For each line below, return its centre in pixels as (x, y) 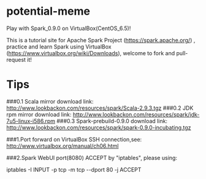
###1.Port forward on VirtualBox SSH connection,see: (74, 139)
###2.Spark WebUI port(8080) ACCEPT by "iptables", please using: (92, 158)
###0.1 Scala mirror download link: (50, 101)
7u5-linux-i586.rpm (31, 121)
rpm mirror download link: (39, 114)
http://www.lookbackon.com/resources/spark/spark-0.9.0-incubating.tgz (99, 128)
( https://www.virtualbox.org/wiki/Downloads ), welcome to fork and (91, 53)
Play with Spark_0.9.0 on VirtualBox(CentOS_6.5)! (69, 28)
